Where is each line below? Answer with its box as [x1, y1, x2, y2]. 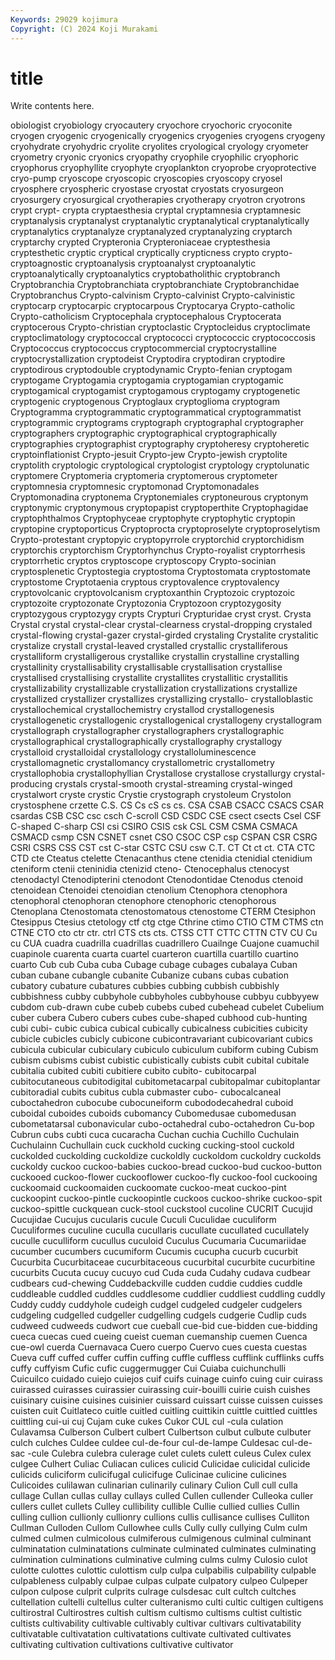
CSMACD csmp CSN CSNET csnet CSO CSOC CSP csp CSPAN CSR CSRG [10, 831, 318, 843]
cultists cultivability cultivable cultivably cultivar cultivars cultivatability [10, 1617, 302, 1630]
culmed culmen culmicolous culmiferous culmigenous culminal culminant [10, 1532, 312, 1545]
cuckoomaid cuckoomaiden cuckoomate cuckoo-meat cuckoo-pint [10, 1182, 287, 1194]
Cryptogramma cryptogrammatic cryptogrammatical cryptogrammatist [10, 406, 302, 418]
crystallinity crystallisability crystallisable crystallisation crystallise [10, 661, 283, 673]
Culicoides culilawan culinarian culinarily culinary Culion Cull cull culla [10, 1479, 298, 1491]
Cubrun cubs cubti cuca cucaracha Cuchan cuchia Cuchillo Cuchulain [10, 1129, 300, 1141]
